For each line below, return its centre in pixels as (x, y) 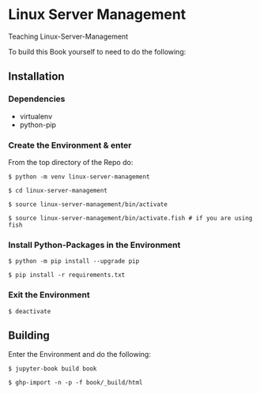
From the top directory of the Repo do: (71, 162)
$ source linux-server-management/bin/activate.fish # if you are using (130, 218)
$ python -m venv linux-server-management (79, 176)
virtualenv (36, 116)
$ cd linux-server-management (58, 190)
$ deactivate (30, 311)
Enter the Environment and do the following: (80, 355)
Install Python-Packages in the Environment (94, 245)
